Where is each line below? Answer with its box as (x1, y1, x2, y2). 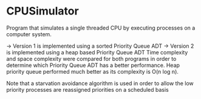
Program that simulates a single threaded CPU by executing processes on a (6, 24, 196, 31)
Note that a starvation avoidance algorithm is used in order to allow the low (6, 80, 194, 87)
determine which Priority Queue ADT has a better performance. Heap (6, 62, 180, 69)
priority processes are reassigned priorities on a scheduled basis (6, 86, 169, 93)
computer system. (6, 30, 52, 37)
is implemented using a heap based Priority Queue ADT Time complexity (6, 48, 188, 56)
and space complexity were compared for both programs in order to (6, 55, 177, 62)
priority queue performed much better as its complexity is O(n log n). (6, 68, 179, 75)
